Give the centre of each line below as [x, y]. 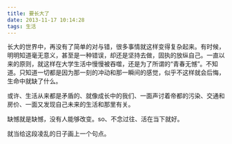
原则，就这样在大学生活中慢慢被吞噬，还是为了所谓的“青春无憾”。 [113, 64]
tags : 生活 [22, 26]
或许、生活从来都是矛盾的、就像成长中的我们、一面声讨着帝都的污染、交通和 [116, 96]
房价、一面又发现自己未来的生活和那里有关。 [71, 105]
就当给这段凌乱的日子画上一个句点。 [59, 134]
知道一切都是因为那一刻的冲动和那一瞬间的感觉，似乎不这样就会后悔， [125, 72]
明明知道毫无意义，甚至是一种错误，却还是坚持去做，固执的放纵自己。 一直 [113, 55]
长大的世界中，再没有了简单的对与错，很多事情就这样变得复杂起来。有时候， [116, 47]
